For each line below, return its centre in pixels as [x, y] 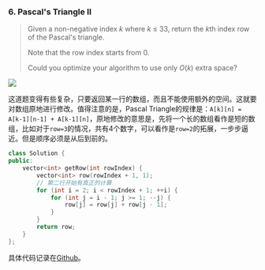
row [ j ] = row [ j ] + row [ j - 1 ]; [116, 205]
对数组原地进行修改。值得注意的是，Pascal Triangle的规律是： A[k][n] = [125, 109]
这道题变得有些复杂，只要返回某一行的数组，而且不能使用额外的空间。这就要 [132, 99]
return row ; [56, 227]
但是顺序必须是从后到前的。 [67, 139]
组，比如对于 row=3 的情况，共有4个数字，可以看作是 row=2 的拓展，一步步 [125, 129]
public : [21, 161]
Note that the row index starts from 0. [88, 53]
